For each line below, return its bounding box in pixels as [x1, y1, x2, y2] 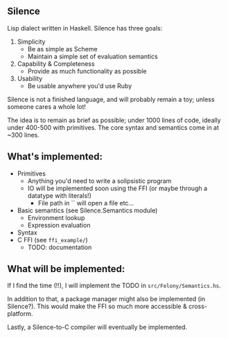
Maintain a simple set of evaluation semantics [27, 52, 158, 60]
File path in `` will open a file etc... [37, 198, 134, 207]
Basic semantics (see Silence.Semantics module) [17, 206, 158, 214]
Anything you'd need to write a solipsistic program [27, 176, 172, 185]
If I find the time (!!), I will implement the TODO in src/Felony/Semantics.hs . [7, 281, 222, 290]
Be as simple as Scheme [27, 44, 98, 53]
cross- [188, 302, 208, 311]
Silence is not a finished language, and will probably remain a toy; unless [7, 95, 215, 103]
